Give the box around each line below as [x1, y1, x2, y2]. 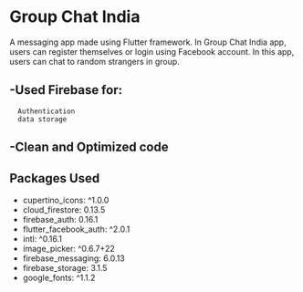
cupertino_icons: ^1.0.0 [22, 194, 110, 205]
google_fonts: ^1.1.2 [22, 272, 96, 283]
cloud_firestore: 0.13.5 [22, 203, 106, 215]
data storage [17, 114, 68, 124]
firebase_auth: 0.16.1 [22, 214, 99, 224]
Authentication [17, 107, 76, 116]
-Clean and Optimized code [9, 140, 169, 155]
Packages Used [9, 171, 100, 186]
